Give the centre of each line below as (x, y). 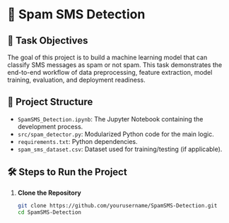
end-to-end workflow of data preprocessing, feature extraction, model (110, 72)
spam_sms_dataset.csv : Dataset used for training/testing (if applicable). (120, 149)
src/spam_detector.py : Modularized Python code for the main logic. (116, 134)
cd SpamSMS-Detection (49, 212)
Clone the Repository (49, 193)
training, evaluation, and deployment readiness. (77, 80)
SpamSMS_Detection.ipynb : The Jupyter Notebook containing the (110, 119)
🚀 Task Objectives (48, 41)
